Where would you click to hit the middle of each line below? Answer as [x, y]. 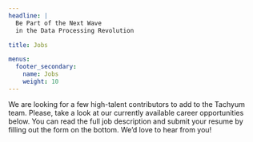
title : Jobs [28, 45]
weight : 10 [41, 81]
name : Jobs [41, 74]
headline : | [28, 16]
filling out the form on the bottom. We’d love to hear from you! [110, 129]
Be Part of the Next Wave [59, 23]
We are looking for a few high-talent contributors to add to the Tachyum [127, 104]
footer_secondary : [46, 67]
